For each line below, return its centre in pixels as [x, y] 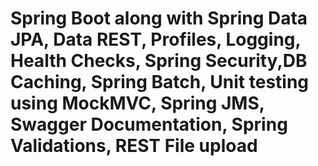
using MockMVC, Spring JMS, [137, 103]
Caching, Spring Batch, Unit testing [160, 82]
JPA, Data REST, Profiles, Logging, [156, 39]
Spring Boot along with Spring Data [159, 18]
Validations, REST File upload [134, 146]
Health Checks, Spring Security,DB [159, 61]
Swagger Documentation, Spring [149, 124]
